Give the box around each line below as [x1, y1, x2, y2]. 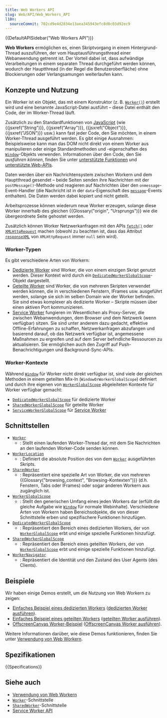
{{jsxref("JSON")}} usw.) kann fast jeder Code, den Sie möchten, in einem [5, 130, 156, 136]
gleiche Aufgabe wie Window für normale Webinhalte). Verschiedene [19, 504, 159, 510]
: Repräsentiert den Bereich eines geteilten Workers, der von [19, 541, 145, 547]
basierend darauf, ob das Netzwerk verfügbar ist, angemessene [12, 331, 144, 337]
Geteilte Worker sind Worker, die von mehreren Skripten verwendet [12, 283, 151, 289]
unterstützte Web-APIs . [5, 162, 53, 168]
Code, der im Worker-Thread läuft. [5, 110, 76, 116]
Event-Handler [5, 188, 35, 194]
